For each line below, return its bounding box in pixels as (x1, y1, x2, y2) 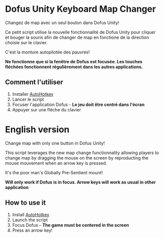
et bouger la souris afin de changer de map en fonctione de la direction (5, 34, 149, 40)
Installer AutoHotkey (12, 91, 54, 97)
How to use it (5, 199, 46, 207)
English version (5, 124, 70, 135)
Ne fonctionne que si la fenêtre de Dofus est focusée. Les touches (5, 58, 142, 64)
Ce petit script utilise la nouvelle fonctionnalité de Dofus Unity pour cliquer (5, 29, 156, 35)
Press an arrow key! (12, 227, 53, 233)
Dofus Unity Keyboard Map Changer (5, 3, 156, 15)
